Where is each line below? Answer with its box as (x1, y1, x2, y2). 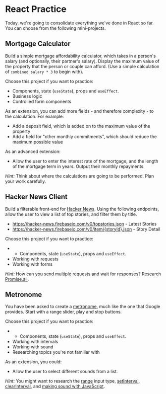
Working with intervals (12, 339, 58, 345)
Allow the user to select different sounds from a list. (12, 369, 118, 375)
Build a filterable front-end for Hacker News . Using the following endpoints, (5, 206, 159, 212)
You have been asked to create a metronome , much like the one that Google (5, 304, 161, 310)
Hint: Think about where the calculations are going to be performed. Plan (5, 173, 154, 179)
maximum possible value (12, 139, 63, 145)
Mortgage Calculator (5, 40, 71, 48)
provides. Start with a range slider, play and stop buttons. (5, 309, 122, 315)
